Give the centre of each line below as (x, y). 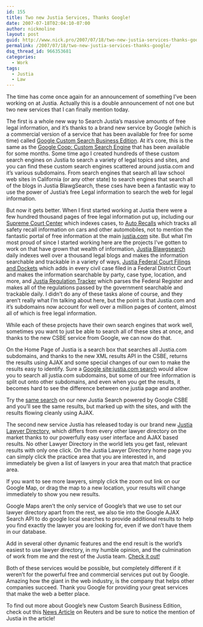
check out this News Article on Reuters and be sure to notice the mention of (101, 612)
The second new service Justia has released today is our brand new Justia (99, 425)
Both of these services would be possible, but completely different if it (94, 568)
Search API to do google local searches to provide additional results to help (100, 519)
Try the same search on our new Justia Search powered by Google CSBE (97, 400)
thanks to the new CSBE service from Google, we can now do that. (89, 338)
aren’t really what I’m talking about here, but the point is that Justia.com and (101, 300)
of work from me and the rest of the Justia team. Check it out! (83, 556)
